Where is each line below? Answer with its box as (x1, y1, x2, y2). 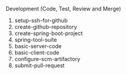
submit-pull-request (14, 62, 65, 69)
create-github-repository (14, 24, 77, 30)
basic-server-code (14, 42, 62, 50)
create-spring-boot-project (14, 30, 83, 37)
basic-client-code (14, 49, 60, 56)
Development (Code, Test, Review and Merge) (5, 5, 122, 12)
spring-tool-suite (14, 36, 57, 43)
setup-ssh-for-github (14, 17, 68, 24)
